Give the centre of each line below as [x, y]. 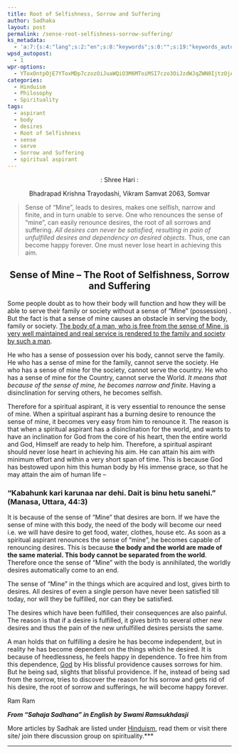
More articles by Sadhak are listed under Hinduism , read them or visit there [117, 728]
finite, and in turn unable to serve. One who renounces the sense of [124, 215]
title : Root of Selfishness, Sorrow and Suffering [84, 14]
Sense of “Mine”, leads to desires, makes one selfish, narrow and [120, 207]
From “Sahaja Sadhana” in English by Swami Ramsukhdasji [98, 714]
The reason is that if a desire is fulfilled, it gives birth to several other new [115, 620]
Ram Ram [21, 701]
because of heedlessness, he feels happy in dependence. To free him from [117, 657]
